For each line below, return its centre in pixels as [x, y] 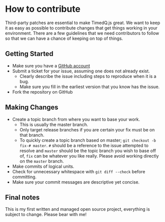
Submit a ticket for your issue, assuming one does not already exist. [81, 71]
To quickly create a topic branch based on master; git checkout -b [88, 140]
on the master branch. [42, 161]
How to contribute [43, 9]
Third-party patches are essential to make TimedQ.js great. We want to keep [83, 23]
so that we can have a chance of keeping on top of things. [64, 38]
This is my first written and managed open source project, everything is [78, 209]
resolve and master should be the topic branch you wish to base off [88, 151]
